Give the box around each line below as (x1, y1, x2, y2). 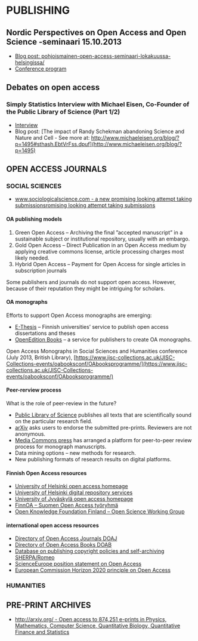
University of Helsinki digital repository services (14, 489, 133, 496)
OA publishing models (6, 215, 63, 223)
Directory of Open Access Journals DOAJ (14, 535, 117, 542)
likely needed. (14, 254, 49, 261)
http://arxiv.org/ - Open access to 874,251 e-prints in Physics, (14, 616, 167, 623)
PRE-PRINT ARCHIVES (6, 600, 91, 610)
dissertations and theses (14, 329, 76, 337)
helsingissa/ (14, 59, 45, 66)
